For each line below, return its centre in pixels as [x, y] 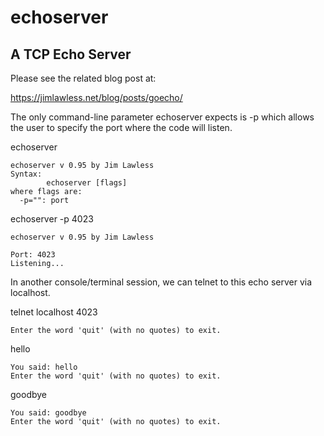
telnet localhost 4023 [54, 312]
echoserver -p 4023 [52, 219]
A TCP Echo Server [71, 54]
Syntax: [26, 174]
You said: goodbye [48, 413]
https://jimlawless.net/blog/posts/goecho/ [96, 97]
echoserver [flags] [87, 183]
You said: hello [44, 367]
